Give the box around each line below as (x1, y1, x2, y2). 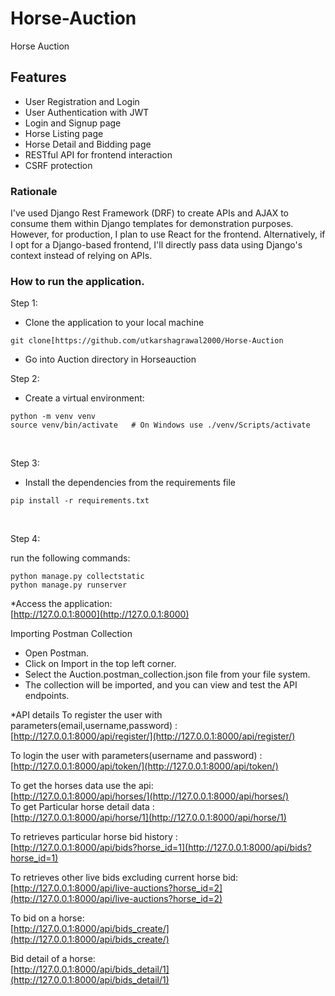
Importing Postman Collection (10, 628, 133, 640)
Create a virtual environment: (24, 392, 145, 404)
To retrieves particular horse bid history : (10, 831, 178, 843)
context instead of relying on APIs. (10, 250, 153, 262)
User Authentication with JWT (24, 106, 150, 118)
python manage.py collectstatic (10, 572, 145, 582)
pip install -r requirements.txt (10, 496, 150, 506)
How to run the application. (10, 274, 145, 288)
